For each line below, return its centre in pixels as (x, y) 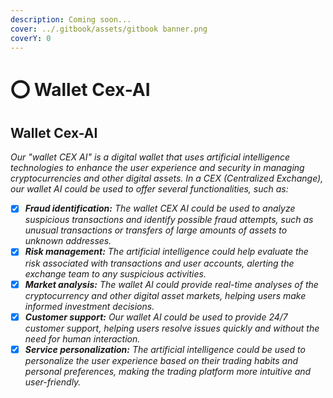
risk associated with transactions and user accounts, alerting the (159, 263)
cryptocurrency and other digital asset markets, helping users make (165, 295)
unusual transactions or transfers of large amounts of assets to (156, 230)
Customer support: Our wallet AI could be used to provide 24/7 (156, 317)
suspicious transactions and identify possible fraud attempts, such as (169, 220)
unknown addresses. (68, 241)
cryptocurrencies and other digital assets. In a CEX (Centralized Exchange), (167, 178)
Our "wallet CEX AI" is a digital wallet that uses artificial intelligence (150, 157)
